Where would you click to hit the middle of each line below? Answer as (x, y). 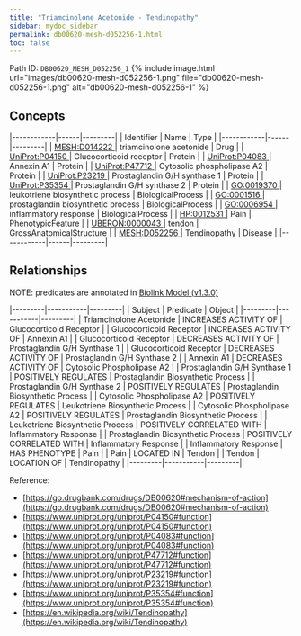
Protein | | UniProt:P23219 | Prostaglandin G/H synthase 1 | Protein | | (137, 175)
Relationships (49, 271)
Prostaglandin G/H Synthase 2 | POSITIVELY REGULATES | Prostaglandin (144, 386)
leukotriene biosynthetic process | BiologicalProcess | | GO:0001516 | (137, 195)
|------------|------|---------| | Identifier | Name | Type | (113, 138)
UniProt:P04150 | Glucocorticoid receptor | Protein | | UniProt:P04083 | (141, 157)
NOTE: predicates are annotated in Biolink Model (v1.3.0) (114, 292)
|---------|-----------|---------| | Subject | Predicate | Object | (124, 309)
